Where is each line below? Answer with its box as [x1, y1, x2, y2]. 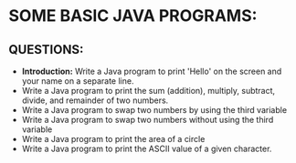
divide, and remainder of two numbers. [21, 95, 169, 106]
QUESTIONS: [8, 42, 84, 57]
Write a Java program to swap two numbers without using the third [21, 115, 274, 125]
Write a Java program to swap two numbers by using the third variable [21, 105, 288, 115]
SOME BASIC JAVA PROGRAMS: [8, 5, 258, 26]
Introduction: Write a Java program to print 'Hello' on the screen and [21, 66, 282, 76]
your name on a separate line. [21, 76, 134, 87]
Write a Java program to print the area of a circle [21, 134, 206, 144]
